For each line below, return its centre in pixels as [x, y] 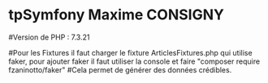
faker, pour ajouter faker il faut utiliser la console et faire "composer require [134, 61]
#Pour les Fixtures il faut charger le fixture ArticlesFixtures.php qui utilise [131, 52]
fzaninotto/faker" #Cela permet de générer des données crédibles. [120, 69]
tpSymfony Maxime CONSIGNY [117, 15]
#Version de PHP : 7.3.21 [49, 37]
